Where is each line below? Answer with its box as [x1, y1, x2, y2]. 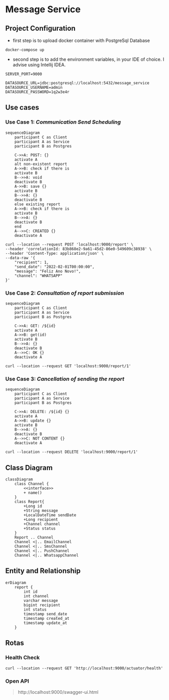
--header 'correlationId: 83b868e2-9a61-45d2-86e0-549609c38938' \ [5, 246, 152, 251]
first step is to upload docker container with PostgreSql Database [12, 37, 150, 43]
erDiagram [5, 580, 27, 585]
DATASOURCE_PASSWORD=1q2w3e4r [5, 89, 70, 94]
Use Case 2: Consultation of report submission [5, 289, 124, 297]
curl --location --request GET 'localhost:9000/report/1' [5, 364, 131, 369]
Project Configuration [5, 24, 76, 33]
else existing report [14, 202, 60, 207]
